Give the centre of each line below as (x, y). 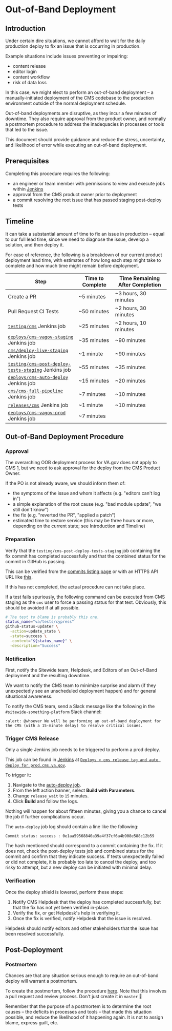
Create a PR (22, 296)
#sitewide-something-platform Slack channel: (53, 712)
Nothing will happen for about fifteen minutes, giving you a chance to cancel (86, 811)
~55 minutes (94, 367)
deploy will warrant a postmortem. (41, 981)
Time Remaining (140, 278)
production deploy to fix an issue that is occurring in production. (73, 46)
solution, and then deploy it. (35, 244)
